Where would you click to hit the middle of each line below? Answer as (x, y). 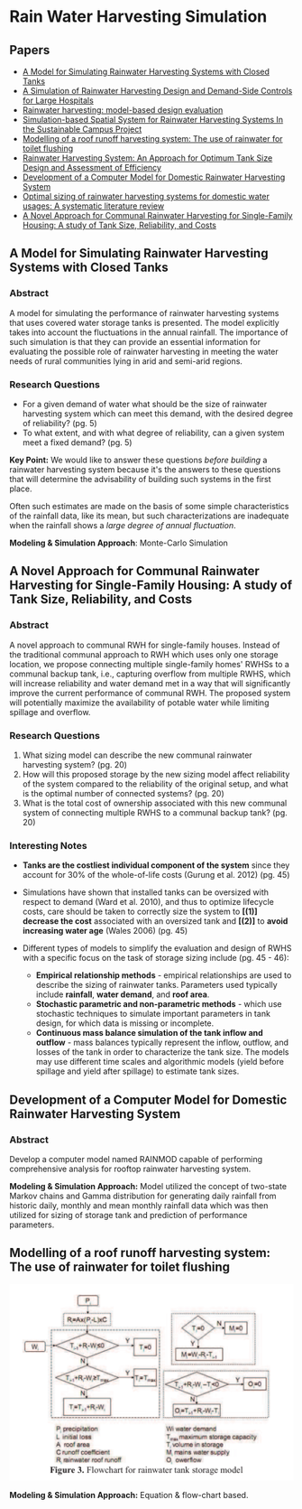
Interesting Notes (48, 845)
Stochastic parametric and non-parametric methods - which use (159, 1004)
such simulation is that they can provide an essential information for (135, 341)
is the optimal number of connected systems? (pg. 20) (124, 793)
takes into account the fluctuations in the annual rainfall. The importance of (149, 332)
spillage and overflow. (50, 712)
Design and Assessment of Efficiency (92, 168)
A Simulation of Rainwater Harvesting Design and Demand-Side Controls (157, 91)
